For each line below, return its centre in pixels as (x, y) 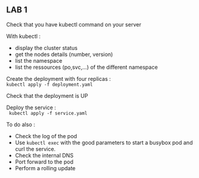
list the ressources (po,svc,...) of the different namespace (86, 67)
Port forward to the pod (44, 162)
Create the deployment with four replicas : (59, 78)
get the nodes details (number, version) (64, 54)
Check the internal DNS (44, 155)
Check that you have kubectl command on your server (74, 24)
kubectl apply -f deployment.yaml (50, 84)
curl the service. (35, 149)
